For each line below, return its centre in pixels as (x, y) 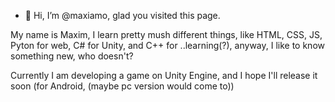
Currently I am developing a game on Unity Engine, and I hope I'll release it (164, 75)
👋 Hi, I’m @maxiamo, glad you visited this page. (122, 15)
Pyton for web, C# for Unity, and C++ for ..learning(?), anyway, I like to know (167, 45)
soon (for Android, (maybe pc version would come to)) (122, 86)
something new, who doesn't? (72, 56)
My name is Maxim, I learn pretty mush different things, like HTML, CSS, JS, (166, 34)
